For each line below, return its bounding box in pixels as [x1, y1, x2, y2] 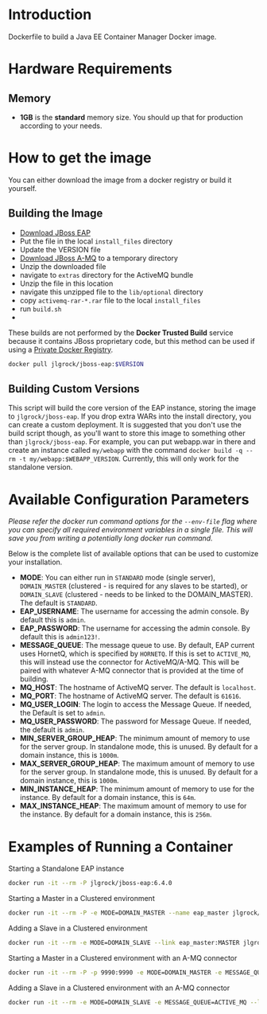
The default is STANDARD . [19, 599, 98, 608]
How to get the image [8, 149, 153, 167]
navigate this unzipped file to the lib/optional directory [19, 287, 204, 296]
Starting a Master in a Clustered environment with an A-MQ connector [8, 953, 238, 962]
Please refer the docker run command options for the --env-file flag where [8, 517, 257, 526]
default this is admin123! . [19, 632, 101, 642]
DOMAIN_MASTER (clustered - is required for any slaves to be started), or [19, 581, 248, 591]
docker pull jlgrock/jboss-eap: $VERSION [8, 360, 145, 368]
